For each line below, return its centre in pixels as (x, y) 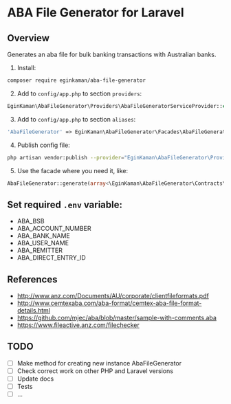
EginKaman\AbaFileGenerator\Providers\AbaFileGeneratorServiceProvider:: (115, 106)
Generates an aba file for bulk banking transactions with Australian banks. (112, 54)
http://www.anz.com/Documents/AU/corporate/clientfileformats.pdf (113, 296)
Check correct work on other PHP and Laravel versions (95, 371)
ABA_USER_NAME (43, 243)
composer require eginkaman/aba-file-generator (77, 80)
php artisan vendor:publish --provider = (66, 157)
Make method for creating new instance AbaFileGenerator (99, 363)
